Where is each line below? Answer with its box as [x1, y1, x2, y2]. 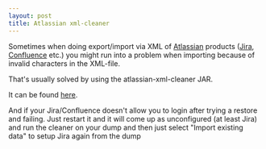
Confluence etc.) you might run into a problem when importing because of [8, 50, 256, 60]
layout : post [8, 11, 52, 20]
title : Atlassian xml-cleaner [8, 19, 110, 27]
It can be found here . [8, 89, 78, 99]
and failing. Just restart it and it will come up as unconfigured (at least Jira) [8, 114, 258, 123]
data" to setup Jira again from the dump [8, 130, 141, 141]
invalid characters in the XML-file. [8, 58, 121, 68]
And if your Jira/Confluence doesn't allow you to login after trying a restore [8, 106, 258, 115]
